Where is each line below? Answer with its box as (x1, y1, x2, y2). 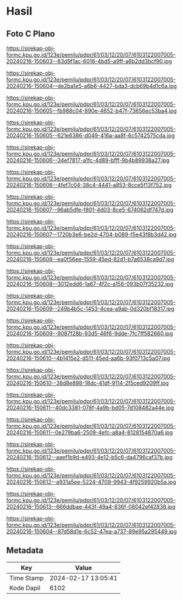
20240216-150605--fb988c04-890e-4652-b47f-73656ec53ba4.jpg (6, 107, 177, 114)
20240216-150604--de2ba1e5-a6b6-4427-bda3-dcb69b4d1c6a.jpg (6, 82, 177, 90)
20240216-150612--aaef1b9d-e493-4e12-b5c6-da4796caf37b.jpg (6, 454, 173, 461)
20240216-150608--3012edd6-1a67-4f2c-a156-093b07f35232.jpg (6, 280, 174, 288)
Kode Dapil (9, 584, 41, 592)
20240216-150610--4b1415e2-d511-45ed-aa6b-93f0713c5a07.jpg (6, 355, 171, 362)
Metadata (6, 545, 44, 556)
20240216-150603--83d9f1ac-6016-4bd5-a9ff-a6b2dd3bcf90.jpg (6, 58, 173, 65)
